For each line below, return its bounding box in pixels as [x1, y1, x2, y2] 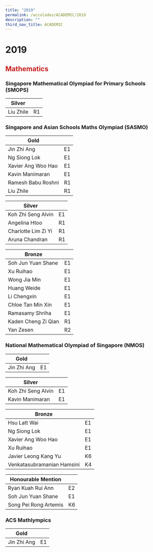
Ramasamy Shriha [8, 310, 51, 317]
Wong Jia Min [8, 276, 41, 283]
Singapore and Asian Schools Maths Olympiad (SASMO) [5, 124, 148, 131]
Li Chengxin [8, 293, 37, 300]
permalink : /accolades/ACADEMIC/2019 [5, 12, 86, 17]
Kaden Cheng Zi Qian [8, 318, 60, 325]
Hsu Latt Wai [8, 419, 39, 426]
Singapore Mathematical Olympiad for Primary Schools [5, 80, 146, 87]
